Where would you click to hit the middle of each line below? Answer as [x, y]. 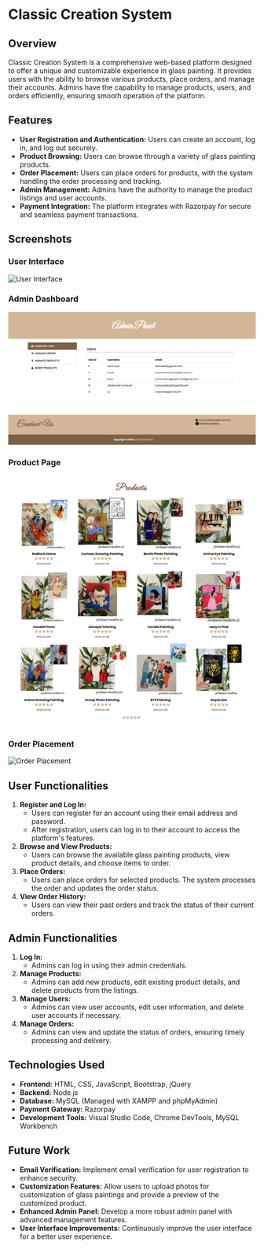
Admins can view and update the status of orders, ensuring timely [138, 1032]
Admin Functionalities [63, 938]
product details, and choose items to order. [101, 863]
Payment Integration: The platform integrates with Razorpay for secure [135, 206]
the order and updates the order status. [95, 888]
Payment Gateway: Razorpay [68, 1109]
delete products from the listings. [85, 990]
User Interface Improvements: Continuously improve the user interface [136, 1228]
